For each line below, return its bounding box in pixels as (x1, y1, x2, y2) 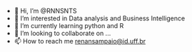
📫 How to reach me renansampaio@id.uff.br (14, 37, 146, 45)
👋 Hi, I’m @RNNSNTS (14, 7, 77, 15)
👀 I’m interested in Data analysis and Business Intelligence (14, 14, 186, 22)
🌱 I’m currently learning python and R (14, 22, 124, 30)
